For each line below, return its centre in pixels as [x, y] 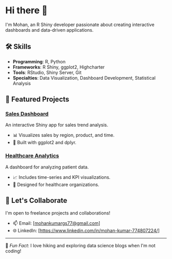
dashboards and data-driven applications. [49, 30]
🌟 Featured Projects [37, 99]
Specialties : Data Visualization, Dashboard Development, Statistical [84, 78]
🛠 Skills [18, 47]
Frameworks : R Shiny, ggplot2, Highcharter [59, 67]
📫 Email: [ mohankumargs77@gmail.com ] [57, 223]
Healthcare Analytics [32, 156]
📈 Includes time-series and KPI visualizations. [62, 177]
